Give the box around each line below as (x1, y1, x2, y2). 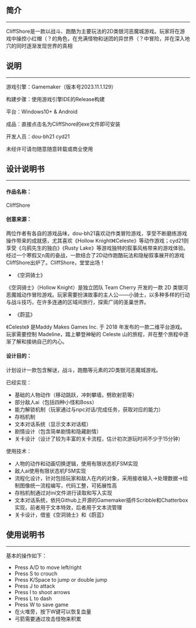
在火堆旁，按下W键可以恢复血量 (14, 608, 92, 615)
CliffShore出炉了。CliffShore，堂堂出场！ (6, 259, 106, 266)
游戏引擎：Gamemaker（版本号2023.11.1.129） (6, 83, 117, 90)
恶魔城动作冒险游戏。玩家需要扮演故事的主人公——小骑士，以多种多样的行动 (6, 291, 190, 298)
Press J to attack (14, 582, 55, 589)
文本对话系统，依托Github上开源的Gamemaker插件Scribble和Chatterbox (14, 496, 188, 504)
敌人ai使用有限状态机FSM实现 (14, 467, 86, 475)
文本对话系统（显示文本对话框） (14, 420, 92, 428)
